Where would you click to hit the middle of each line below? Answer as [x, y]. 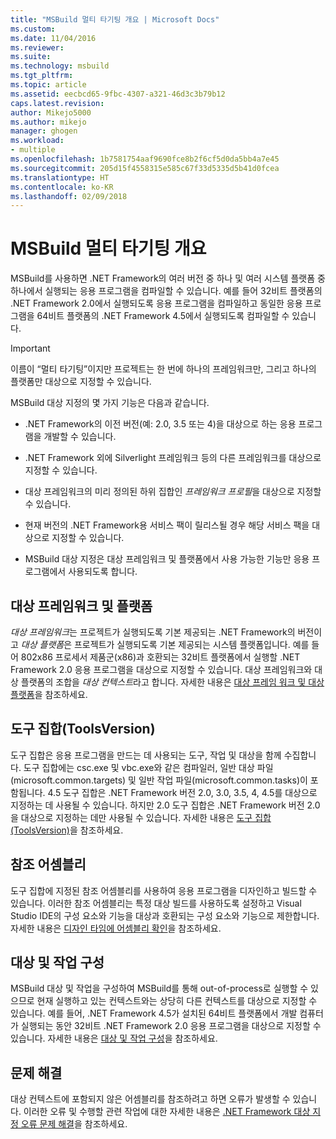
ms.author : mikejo [48, 122]
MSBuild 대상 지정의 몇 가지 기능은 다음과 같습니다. [110, 403]
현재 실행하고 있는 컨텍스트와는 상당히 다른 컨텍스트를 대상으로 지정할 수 [177, 1001]
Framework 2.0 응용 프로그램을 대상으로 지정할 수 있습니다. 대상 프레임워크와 [161, 669]
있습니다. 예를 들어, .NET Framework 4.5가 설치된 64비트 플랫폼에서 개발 [154, 1013]
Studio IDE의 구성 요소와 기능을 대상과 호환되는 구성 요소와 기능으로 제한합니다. [165, 915]
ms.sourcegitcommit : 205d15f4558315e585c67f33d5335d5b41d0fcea [145, 168]
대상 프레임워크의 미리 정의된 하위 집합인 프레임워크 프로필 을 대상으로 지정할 [173, 492]
